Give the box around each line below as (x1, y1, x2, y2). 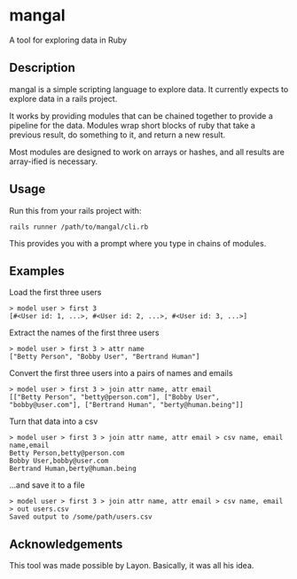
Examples (9, 263, 65, 278)
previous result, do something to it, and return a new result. (9, 129, 226, 140)
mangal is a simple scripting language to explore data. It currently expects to (9, 83, 289, 94)
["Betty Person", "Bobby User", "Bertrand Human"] (9, 352, 200, 362)
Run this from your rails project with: (9, 205, 142, 215)
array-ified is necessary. (9, 156, 98, 167)
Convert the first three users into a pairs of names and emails (9, 368, 233, 379)
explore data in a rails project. (9, 93, 118, 104)
